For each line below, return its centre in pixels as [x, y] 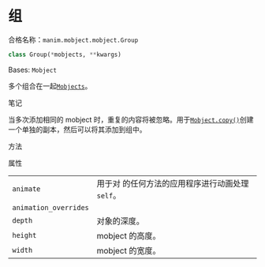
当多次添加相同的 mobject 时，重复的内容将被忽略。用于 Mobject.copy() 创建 [131, 119]
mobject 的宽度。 [129, 250]
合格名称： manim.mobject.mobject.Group [73, 39]
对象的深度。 [120, 220]
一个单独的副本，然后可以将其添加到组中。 [77, 129]
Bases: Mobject [33, 70]
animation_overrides [50, 207]
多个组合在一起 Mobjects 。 [50, 86]
